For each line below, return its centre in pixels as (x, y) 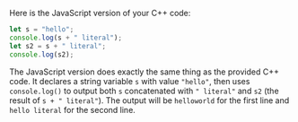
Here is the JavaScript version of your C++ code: (100, 13)
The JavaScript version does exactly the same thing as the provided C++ (145, 72)
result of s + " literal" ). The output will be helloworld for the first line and (149, 100)
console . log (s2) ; (42, 54)
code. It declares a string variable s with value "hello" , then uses (130, 81)
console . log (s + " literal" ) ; (66, 38)
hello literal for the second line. (73, 109)
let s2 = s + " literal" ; (57, 46)
